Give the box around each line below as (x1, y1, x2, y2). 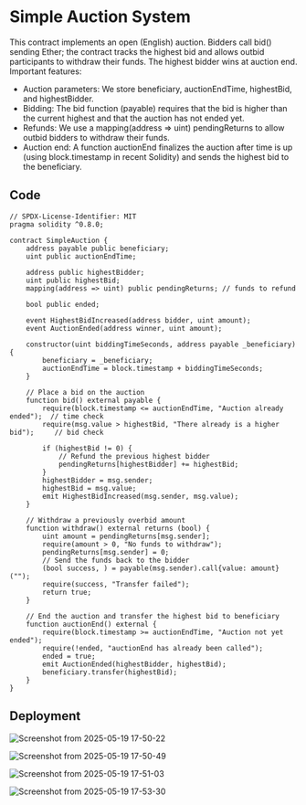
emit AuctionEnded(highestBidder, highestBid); (42, 660, 227, 669)
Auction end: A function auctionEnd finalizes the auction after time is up (22, 142, 293, 153)
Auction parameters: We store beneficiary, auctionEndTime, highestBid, (22, 83, 292, 94)
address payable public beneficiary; (26, 244, 170, 253)
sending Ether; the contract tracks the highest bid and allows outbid (9, 46, 265, 57)
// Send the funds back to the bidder (42, 556, 190, 565)
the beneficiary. (22, 161, 82, 172)
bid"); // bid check (9, 428, 104, 437)
